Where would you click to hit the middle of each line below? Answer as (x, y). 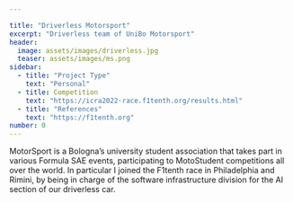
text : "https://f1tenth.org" (80, 118)
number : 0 (28, 126)
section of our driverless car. (62, 189)
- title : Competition (58, 92)
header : (24, 42)
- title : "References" (60, 109)
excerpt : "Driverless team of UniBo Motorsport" (102, 34)
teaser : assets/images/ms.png (74, 59)
